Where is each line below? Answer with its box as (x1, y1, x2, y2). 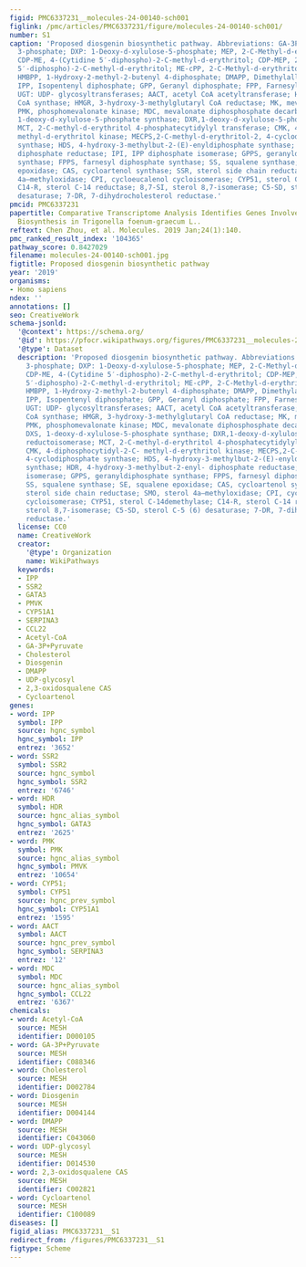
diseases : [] (9, 1219, 59, 1228)
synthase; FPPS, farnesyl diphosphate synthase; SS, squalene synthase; (17, 157, 300, 167)
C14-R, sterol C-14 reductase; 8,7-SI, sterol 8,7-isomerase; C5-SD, (17, 183, 287, 193)
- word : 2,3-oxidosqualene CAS (9, 1168, 128, 1177)
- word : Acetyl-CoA (9, 1015, 84, 1024)
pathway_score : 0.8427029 (9, 243, 107, 252)
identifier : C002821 (17, 1184, 96, 1194)
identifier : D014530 (17, 1159, 96, 1168)
